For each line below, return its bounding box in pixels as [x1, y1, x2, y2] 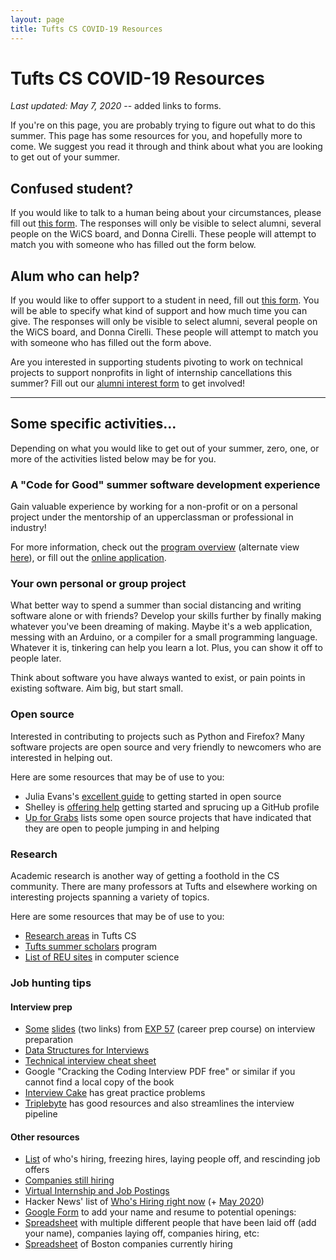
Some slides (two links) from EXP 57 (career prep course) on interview [24, 1023, 316, 1035]
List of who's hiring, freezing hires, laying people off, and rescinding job [24, 1153, 321, 1165]
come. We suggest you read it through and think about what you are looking [10, 141, 323, 153]
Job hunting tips [10, 976, 92, 990]
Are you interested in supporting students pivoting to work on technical [10, 356, 303, 368]
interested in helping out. [10, 751, 113, 763]
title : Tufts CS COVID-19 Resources [10, 24, 163, 34]
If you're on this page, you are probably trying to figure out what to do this [10, 119, 316, 131]
